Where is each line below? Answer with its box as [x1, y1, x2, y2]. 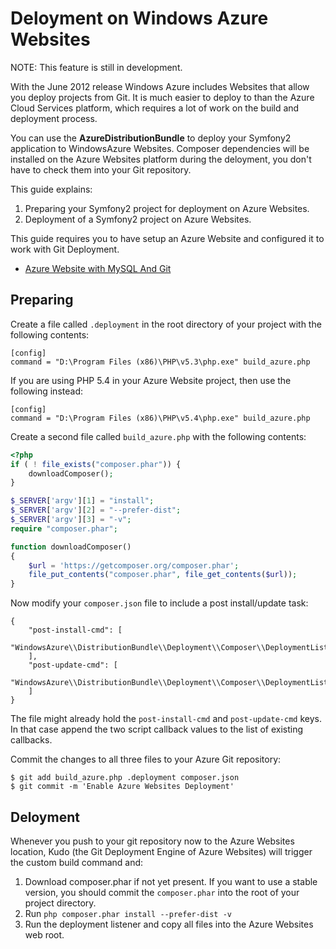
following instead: [10, 385, 83, 397]
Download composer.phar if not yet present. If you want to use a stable [24, 875, 318, 887]
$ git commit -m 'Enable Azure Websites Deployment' [10, 782, 235, 792]
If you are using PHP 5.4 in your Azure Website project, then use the [10, 374, 292, 386]
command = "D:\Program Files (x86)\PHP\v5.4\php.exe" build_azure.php [10, 413, 311, 423]
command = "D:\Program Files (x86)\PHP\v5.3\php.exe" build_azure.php [10, 357, 311, 367]
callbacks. [10, 734, 53, 746]
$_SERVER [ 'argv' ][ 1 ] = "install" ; [10, 496, 155, 506]
